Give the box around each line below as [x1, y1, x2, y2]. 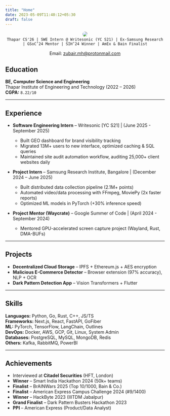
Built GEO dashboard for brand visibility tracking [20, 137, 121, 144]
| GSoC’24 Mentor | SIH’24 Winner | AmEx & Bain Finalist [22, 42, 148, 47]
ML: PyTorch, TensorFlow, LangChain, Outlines [5, 323, 103, 330]
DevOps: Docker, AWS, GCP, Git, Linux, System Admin [5, 329, 119, 335]
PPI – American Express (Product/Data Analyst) [12, 405, 111, 411]
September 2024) [12, 216, 50, 221]
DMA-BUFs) [20, 231, 46, 236]
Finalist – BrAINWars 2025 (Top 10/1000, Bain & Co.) [12, 384, 122, 390]
